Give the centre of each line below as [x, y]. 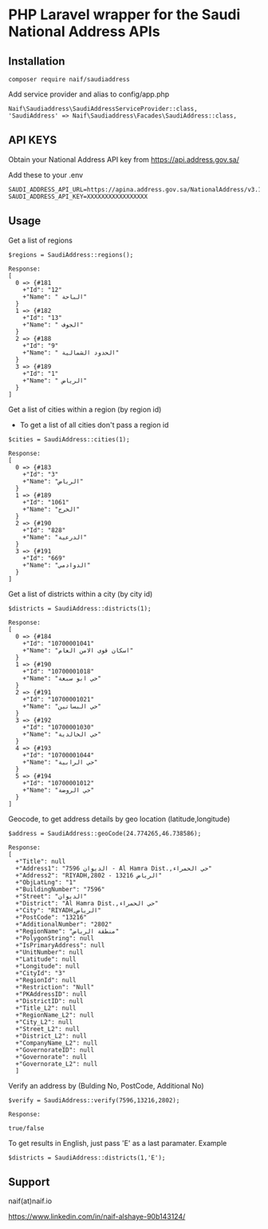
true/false [26, 1128]
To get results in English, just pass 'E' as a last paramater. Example [118, 1143]
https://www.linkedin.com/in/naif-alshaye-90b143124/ [97, 1217]
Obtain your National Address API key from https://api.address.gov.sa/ [124, 159]
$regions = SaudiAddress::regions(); [71, 255]
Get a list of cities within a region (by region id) [85, 409]
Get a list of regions [41, 240]
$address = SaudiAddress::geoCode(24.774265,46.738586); [105, 833]
